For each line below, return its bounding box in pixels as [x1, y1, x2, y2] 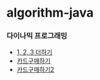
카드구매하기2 [16, 65, 55, 74]
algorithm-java [6, 5, 94, 21]
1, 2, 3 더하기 [16, 48, 53, 56]
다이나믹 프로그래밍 [6, 31, 67, 41]
